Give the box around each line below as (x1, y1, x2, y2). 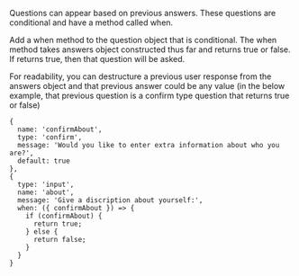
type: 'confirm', (17, 133, 83, 142)
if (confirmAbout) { (25, 211, 103, 220)
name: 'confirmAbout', (17, 125, 103, 134)
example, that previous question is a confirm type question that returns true (9, 90, 290, 101)
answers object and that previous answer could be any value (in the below (9, 81, 285, 91)
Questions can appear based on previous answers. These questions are (9, 8, 276, 18)
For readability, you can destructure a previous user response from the (9, 71, 272, 82)
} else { (25, 227, 59, 236)
